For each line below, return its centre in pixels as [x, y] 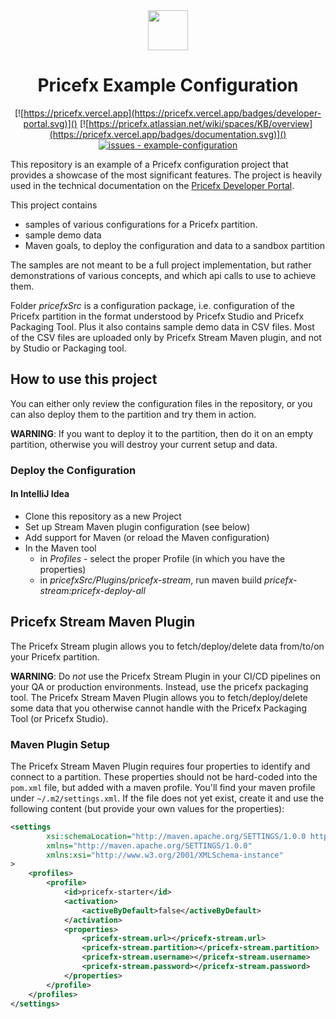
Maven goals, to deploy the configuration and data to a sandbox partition [175, 245]
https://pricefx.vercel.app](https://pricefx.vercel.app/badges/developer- [172, 113]
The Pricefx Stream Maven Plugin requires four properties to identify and [160, 766]
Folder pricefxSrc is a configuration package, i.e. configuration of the [152, 305]
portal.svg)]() [50, 123]
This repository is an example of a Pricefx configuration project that [149, 164]
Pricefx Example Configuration [168, 85]
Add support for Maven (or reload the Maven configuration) [147, 537]
